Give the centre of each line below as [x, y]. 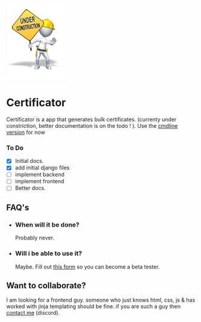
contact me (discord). [33, 313]
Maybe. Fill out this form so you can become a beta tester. [87, 267]
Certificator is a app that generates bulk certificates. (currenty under [91, 119]
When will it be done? [47, 224]
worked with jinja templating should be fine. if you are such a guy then [94, 306]
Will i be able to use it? [49, 253]
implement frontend [40, 182]
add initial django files [42, 168]
